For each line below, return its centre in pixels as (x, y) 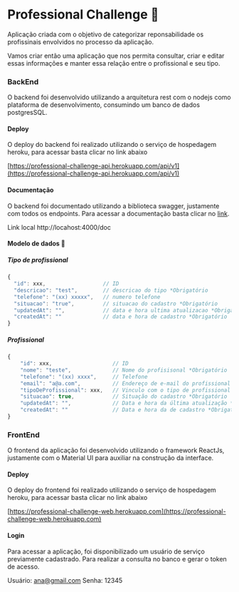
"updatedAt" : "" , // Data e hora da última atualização (124, 403)
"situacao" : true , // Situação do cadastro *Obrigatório (124, 397)
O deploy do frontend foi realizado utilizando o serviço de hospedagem (112, 490)
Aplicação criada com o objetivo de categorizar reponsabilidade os (106, 34)
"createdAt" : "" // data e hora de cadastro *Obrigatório (121, 317)
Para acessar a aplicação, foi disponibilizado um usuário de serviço (106, 551)
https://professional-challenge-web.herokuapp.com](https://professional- (118, 511)
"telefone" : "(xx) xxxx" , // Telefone (84, 377)
